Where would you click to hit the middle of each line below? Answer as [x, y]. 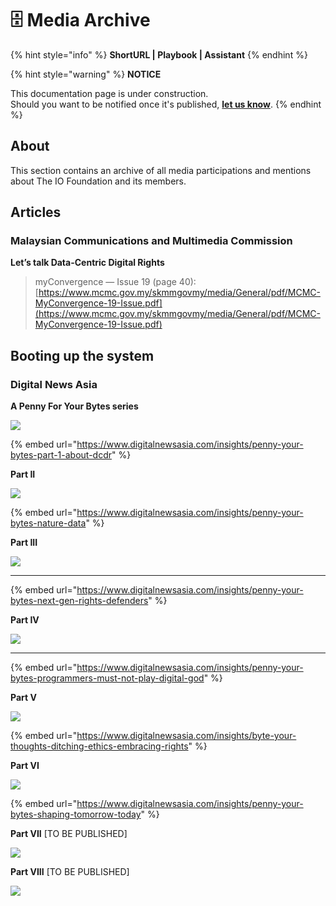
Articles [36, 212]
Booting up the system [82, 355]
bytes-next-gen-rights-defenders [79, 601]
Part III [24, 543]
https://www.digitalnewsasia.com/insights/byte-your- [186, 736]
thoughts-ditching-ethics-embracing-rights [99, 746]
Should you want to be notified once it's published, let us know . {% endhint [166, 104]
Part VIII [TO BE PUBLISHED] [70, 872]
